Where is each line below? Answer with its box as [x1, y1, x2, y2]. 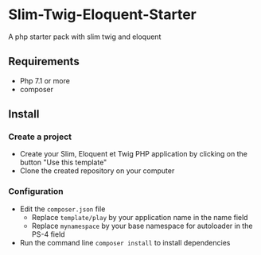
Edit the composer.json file [19, 204, 106, 214]
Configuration [8, 186, 64, 197]
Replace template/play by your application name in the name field [31, 212, 248, 222]
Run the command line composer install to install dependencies [19, 238, 231, 247]
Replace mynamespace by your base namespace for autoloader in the [31, 221, 253, 230]
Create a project [8, 131, 72, 142]
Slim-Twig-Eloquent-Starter [8, 6, 197, 24]
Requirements [8, 55, 80, 68]
